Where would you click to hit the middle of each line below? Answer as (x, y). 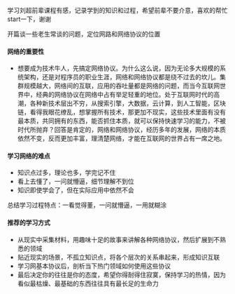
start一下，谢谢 (29, 19)
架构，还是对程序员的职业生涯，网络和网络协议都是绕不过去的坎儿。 (122, 77)
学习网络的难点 (29, 156)
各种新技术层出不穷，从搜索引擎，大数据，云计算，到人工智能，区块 (128, 103)
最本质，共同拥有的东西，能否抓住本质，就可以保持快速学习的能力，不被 (121, 121)
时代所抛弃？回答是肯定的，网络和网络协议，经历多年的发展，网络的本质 (121, 130)
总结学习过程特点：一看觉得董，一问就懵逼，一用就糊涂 (87, 205)
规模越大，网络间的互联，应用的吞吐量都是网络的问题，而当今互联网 (122, 86)
